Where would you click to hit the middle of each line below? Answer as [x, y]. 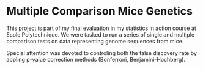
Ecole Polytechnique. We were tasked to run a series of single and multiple [100, 34]
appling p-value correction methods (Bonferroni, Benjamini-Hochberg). [96, 59]
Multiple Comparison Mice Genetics [99, 11]
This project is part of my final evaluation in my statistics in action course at [102, 28]
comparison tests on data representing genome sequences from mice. [95, 41]
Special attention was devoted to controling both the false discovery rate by [102, 53]
